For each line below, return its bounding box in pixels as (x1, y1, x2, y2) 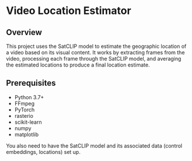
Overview (6, 27, 43, 37)
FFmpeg (14, 100, 35, 107)
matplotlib (14, 131, 39, 138)
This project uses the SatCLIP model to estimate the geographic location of (6, 43, 187, 50)
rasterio (14, 112, 34, 119)
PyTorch (14, 106, 35, 113)
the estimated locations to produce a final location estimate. (6, 61, 150, 68)
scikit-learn (14, 118, 42, 125)
